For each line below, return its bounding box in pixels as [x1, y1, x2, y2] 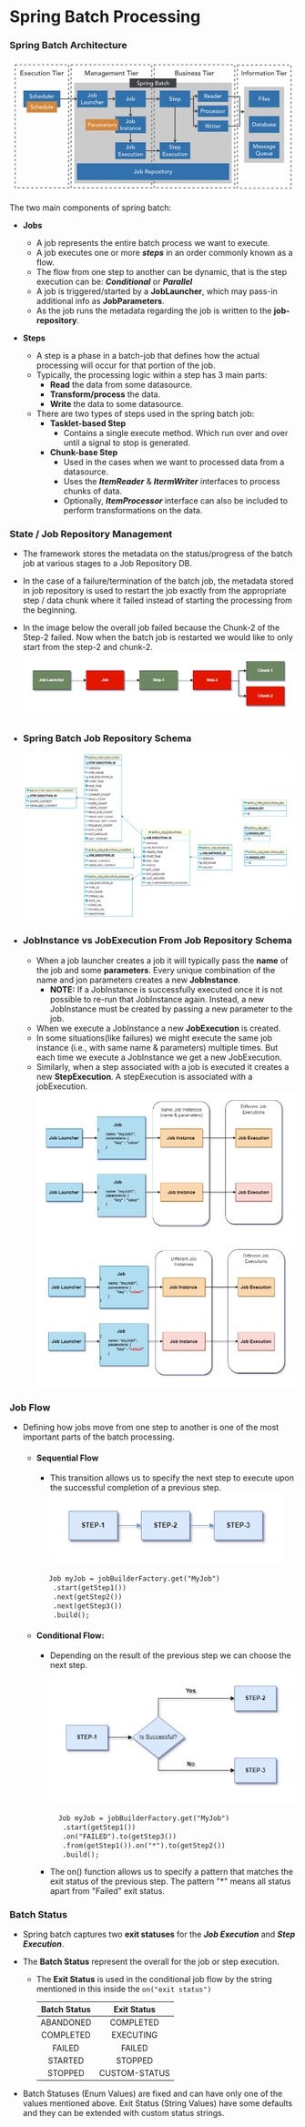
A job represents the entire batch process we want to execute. [36, 237, 270, 248]
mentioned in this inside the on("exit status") [36, 1983, 212, 1995]
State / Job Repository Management [9, 527, 173, 540]
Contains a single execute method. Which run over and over [63, 427, 289, 438]
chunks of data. [63, 485, 123, 496]
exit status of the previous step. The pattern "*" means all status [49, 1876, 291, 1887]
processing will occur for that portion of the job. [36, 360, 216, 371]
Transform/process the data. [49, 389, 161, 400]
